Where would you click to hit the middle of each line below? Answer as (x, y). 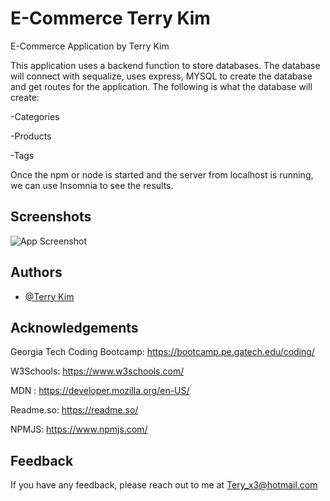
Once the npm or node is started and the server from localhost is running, (162, 174)
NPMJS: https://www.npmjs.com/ (79, 429)
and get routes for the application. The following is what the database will (161, 86)
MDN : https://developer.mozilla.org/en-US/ (100, 391)
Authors (36, 272)
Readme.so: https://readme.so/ (74, 410)
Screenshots (51, 217)
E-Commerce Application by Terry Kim (90, 46)
